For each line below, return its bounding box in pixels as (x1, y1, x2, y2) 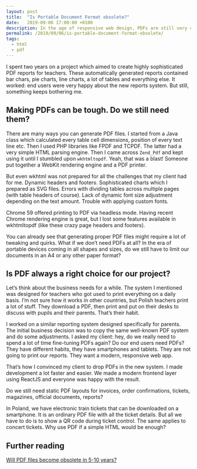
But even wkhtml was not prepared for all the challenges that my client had (6, 172, 187, 179)
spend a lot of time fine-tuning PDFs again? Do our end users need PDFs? (6, 340, 185, 347)
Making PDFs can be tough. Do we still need (6, 105, 169, 115)
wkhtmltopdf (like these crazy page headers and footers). (6, 221, 145, 228)
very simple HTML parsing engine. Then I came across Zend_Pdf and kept (6, 148, 184, 156)
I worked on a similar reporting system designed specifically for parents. (6, 321, 181, 328)
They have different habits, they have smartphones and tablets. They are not (6, 345, 191, 353)
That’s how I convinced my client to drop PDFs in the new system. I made (6, 363, 183, 371)
